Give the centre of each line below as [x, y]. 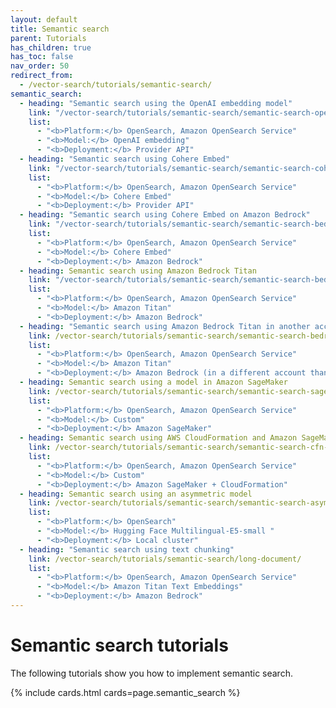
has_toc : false [42, 57]
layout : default [44, 19]
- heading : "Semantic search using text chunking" [127, 549]
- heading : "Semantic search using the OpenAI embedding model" [156, 103]
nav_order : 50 [40, 66]
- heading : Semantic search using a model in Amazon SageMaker [153, 382]
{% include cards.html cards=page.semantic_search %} [125, 692]
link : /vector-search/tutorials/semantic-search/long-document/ [165, 559]
